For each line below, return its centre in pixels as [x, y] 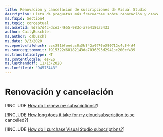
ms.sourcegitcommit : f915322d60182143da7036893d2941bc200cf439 [70, 50]
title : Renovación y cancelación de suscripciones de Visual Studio [76, 9]
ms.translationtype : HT [29, 54]
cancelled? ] [17, 120]
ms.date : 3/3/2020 [24, 41]
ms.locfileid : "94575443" [31, 68]
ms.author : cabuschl [26, 37]
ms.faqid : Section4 [25, 18]
